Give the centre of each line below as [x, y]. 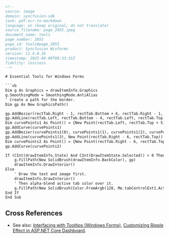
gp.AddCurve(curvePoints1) [33, 128]
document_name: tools [28, 35]
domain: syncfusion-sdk [30, 16]
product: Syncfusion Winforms [37, 49]
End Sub [13, 197]
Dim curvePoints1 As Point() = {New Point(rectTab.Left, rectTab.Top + [82, 123]
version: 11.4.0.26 [26, 53]
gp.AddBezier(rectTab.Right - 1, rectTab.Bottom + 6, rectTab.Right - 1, [84, 113]
